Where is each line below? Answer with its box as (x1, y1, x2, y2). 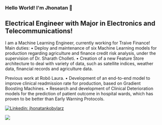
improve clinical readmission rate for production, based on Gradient (5, 80, 141, 86)
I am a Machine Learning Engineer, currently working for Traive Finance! (5, 40, 150, 46)
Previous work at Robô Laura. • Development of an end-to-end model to (5, 75, 150, 81)
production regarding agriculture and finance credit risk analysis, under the (5, 50, 156, 56)
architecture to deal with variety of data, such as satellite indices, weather (5, 60, 154, 66)
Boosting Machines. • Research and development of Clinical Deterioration (5, 85, 154, 91)
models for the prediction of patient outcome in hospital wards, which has (5, 90, 154, 96)
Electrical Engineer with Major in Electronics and (5, 19, 156, 28)
